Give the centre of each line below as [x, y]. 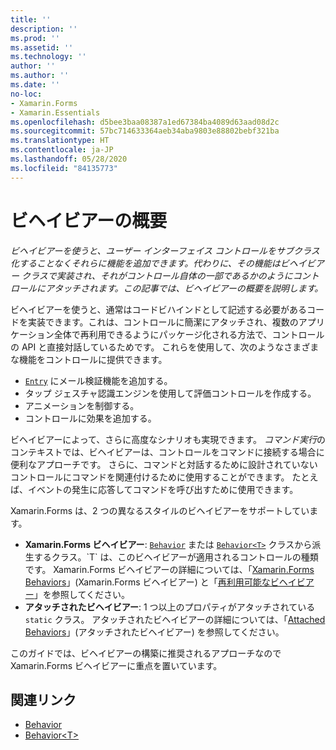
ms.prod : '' [35, 38]
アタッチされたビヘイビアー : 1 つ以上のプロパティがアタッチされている [170, 607]
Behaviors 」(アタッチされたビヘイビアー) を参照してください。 [154, 632]
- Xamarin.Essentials [55, 112]
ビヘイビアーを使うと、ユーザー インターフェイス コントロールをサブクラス [165, 250]
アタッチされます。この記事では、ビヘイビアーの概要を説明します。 [184, 288]
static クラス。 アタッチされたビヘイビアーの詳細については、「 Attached [175, 619]
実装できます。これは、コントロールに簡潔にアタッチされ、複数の [163, 322]
